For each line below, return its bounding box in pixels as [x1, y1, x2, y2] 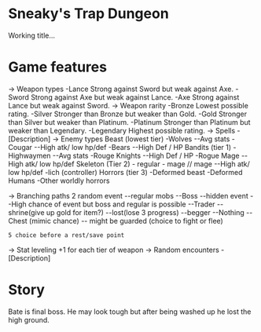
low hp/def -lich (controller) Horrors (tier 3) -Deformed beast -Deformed [8, 167, 243, 177]
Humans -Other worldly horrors [8, 176, 110, 185]
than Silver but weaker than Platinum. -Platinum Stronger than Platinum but [8, 117, 251, 126]
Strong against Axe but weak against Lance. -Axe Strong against [31, 92, 240, 102]
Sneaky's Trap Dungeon [8, 5, 169, 23]
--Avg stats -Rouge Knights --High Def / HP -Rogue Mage [52, 151, 240, 160]
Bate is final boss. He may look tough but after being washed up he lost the [8, 307, 252, 316]
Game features [8, 58, 108, 76]
